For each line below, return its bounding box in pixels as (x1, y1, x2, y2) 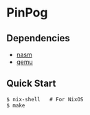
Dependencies (6, 32, 70, 44)
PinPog (6, 5, 48, 21)
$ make (6, 102, 25, 109)
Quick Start (6, 78, 56, 90)
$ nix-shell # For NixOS (6, 96, 84, 103)
